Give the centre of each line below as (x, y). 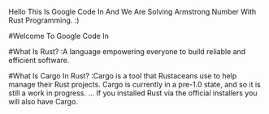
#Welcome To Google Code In (59, 36)
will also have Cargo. (43, 101)
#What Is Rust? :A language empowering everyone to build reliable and (127, 51)
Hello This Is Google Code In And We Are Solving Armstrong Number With (132, 12)
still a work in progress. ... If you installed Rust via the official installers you (133, 93)
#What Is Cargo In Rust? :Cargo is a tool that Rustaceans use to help (123, 76)
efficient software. (39, 60)
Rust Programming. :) (44, 20)
